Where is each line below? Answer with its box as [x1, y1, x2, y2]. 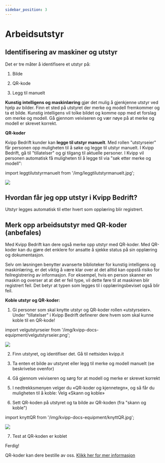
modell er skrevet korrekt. [5, 120, 58, 126]
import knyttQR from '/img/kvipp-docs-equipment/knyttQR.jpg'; [5, 415, 134, 421]
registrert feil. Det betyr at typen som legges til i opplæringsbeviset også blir [5, 283, 160, 288]
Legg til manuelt [12, 90, 45, 96]
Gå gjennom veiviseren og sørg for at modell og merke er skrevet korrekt [12, 375, 160, 381]
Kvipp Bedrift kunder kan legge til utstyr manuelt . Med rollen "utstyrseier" [5, 139, 157, 145]
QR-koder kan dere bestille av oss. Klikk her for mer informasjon [5, 452, 135, 459]
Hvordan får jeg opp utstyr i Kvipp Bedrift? [5, 193, 138, 202]
